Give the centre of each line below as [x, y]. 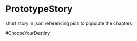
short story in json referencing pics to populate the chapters [69, 23]
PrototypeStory [39, 9]
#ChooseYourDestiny [28, 33]
